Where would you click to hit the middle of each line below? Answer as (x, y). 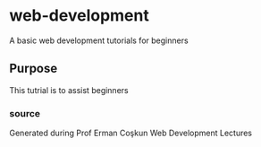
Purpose (34, 69)
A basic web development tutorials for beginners (99, 40)
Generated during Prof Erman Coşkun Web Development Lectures (131, 133)
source (25, 113)
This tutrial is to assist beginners (69, 90)
